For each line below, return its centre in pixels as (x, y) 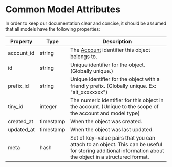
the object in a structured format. (110, 157)
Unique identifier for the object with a (115, 79)
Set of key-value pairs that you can (112, 137)
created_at (21, 121)
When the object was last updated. (112, 129)
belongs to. (83, 56)
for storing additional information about (117, 150)
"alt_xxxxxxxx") (89, 92)
